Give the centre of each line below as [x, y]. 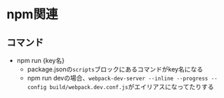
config [37, 87]
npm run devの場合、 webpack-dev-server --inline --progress [118, 78]
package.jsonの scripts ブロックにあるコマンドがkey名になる [115, 69]
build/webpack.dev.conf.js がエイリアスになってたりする [132, 87]
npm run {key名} [40, 61]
